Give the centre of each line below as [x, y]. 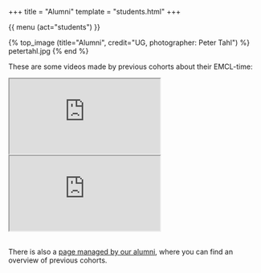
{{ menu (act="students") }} [54, 27]
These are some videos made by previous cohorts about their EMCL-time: [130, 66]
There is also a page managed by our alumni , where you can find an [121, 252]
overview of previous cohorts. [58, 260]
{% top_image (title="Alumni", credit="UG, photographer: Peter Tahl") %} [129, 42]
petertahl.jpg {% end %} [49, 51]
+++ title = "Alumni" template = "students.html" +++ [94, 12]
